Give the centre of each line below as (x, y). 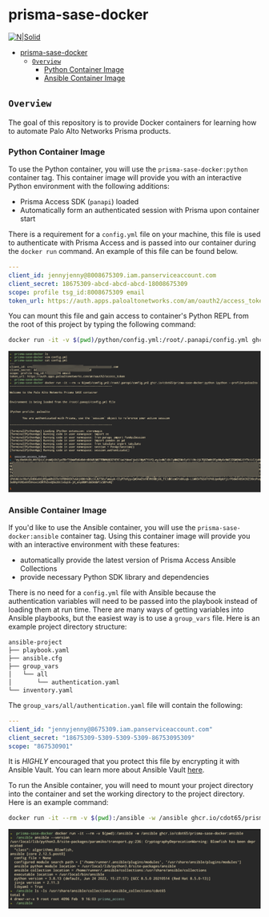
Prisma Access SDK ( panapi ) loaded (79, 202)
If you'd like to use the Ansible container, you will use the (102, 527)
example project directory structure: (68, 626)
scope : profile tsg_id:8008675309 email (77, 292)
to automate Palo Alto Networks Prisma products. (90, 131)
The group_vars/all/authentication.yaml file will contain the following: (125, 705)
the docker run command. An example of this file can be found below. (123, 251)
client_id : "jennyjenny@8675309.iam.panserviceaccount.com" (111, 729)
